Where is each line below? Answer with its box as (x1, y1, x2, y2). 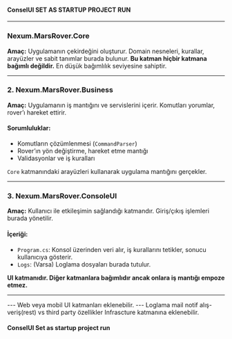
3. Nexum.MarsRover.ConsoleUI (7, 191, 117, 200)
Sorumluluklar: (7, 124, 51, 133)
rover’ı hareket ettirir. (7, 108, 67, 117)
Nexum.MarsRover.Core (7, 31, 90, 41)
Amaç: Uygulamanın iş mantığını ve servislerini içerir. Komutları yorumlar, (7, 101, 215, 109)
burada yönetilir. (7, 214, 53, 222)
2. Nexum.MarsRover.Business (7, 85, 114, 95)
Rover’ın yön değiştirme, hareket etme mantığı (17, 147, 148, 155)
